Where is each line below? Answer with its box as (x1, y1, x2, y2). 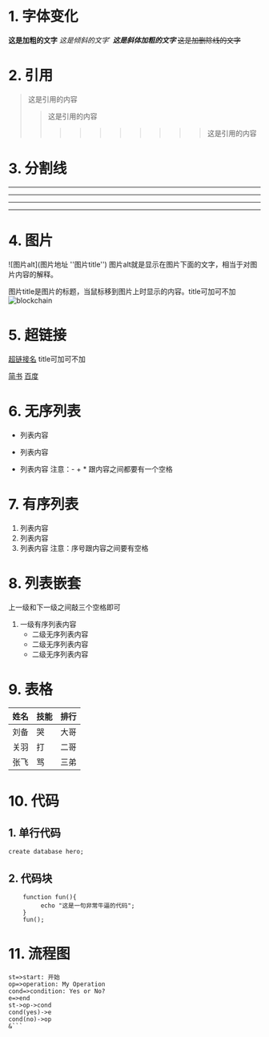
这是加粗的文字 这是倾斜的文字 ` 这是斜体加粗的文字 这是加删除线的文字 (8, 35, 242, 45)
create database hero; (8, 848, 84, 856)
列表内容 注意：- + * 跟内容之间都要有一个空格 (19, 464, 174, 473)
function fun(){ (22, 894, 78, 902)
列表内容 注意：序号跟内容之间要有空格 (19, 543, 149, 553)
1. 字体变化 (8, 7, 78, 26)
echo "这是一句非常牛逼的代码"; (40, 902, 135, 910)
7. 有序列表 (8, 495, 78, 513)
